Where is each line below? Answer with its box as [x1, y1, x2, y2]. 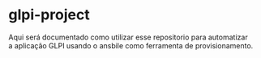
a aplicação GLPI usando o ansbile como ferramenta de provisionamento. [8, 40, 254, 50]
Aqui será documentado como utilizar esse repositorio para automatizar [8, 32, 249, 42]
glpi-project [8, 6, 91, 24]
